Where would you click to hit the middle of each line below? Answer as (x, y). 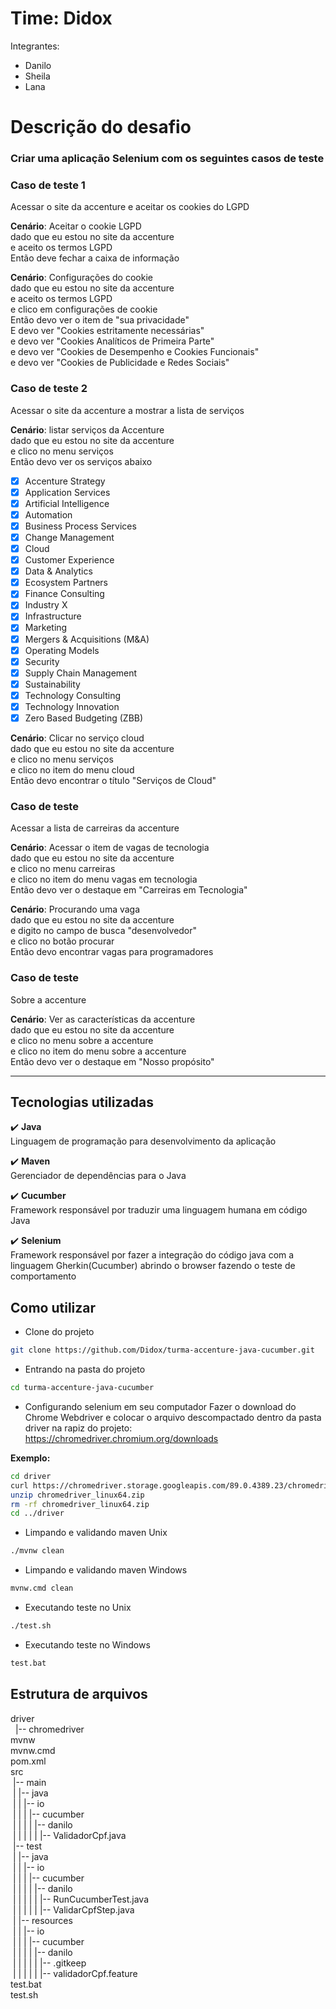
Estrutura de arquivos (79, 1694)
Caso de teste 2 (49, 389)
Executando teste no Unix (78, 1608)
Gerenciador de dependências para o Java (98, 1176)
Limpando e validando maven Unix (96, 1533)
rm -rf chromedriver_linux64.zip (80, 1504)
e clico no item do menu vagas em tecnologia (104, 879)
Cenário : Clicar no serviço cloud (77, 738)
